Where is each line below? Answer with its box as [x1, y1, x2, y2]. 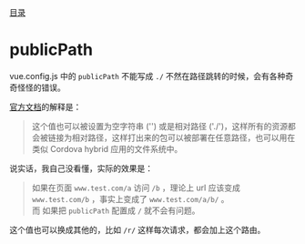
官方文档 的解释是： [9, 101, 82, 112]
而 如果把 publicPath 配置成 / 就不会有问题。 [31, 205, 200, 216]
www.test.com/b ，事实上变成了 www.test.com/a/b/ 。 [31, 193, 229, 204]
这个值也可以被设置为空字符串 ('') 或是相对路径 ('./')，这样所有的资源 [31, 120, 289, 131]
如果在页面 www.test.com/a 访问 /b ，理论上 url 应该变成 [31, 182, 241, 193]
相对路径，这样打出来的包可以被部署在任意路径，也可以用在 [71, 132, 296, 143]
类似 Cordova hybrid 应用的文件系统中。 [31, 143, 183, 154]
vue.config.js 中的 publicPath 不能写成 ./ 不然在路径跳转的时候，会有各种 [9, 70, 286, 81]
